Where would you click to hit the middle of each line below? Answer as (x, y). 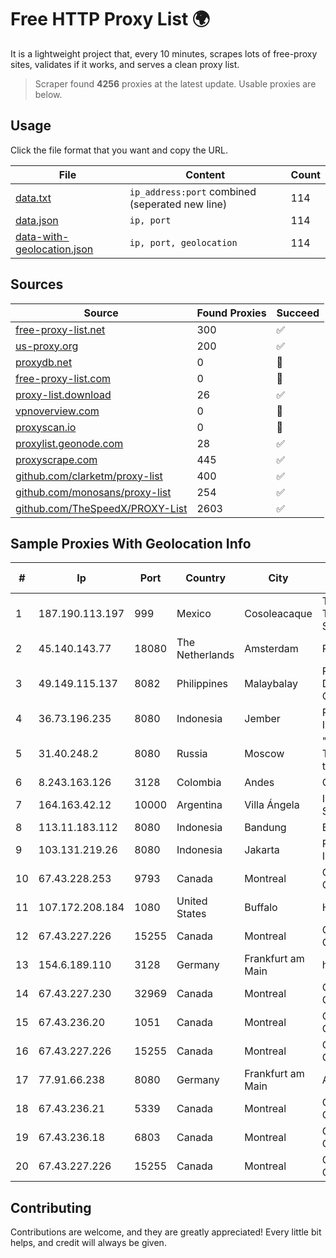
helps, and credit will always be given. (88, 1243)
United (192, 901)
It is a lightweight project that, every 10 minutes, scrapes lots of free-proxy (164, 53)
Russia (192, 754)
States (191, 914)
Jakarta (262, 850)
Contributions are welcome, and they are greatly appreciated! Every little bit (166, 1232)
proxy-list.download (63, 394)
